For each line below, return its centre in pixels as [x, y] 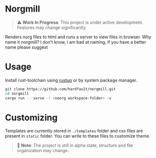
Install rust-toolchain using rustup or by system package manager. [71, 80]
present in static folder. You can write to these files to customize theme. [78, 136]
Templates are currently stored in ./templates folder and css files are [74, 131]
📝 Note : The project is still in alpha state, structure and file [75, 145]
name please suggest [27, 47]
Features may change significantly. [52, 27]
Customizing [31, 118]
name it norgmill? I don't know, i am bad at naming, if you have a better [76, 42]
